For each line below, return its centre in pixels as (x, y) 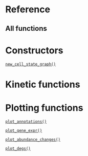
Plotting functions (44, 108)
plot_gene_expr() (24, 130)
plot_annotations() (26, 122)
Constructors (34, 50)
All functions (26, 28)
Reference (28, 9)
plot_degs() (18, 148)
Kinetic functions (43, 84)
